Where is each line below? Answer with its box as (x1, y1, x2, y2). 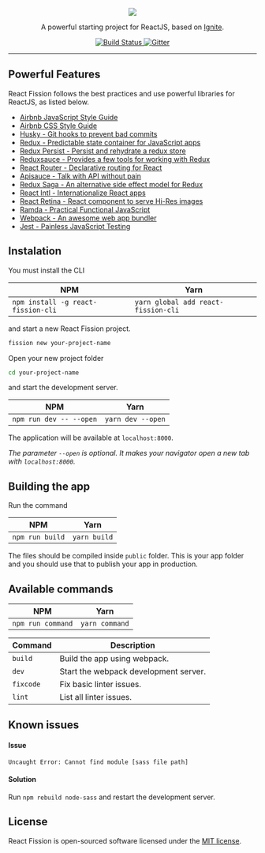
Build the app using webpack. (59, 653, 170, 663)
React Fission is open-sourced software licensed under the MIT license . (8, 836, 242, 845)
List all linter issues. (59, 692, 132, 702)
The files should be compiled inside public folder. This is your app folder (8, 551, 244, 561)
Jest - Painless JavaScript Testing (19, 221, 131, 231)
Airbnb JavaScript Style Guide (19, 112, 118, 122)
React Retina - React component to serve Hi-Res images (19, 196, 203, 205)
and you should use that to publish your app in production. (8, 559, 199, 569)
